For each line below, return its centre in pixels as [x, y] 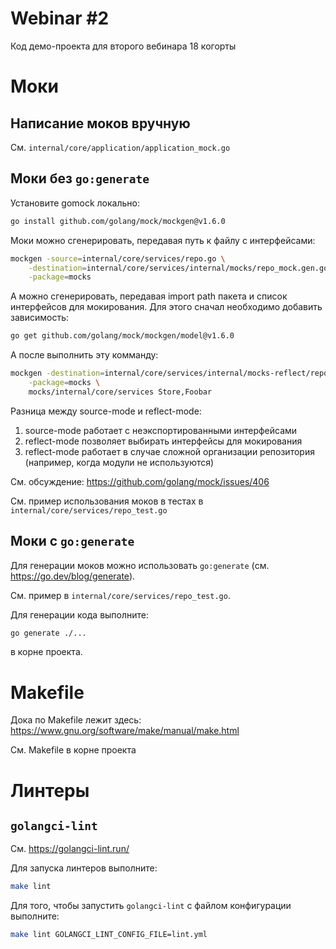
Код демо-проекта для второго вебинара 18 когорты [123, 46]
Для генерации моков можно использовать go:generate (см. [140, 565]
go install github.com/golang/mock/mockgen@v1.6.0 [118, 221]
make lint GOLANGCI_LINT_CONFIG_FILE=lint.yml [109, 935]
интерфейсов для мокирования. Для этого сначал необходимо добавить [166, 307]
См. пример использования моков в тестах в [107, 501]
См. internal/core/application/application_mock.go [120, 147]
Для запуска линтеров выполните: [84, 868]
